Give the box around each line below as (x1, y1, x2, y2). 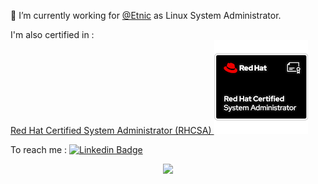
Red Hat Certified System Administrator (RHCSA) (10, 125, 212, 136)
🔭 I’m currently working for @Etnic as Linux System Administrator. (10, 10, 282, 21)
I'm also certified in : (10, 29, 95, 40)
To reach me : (10, 144, 68, 155)
